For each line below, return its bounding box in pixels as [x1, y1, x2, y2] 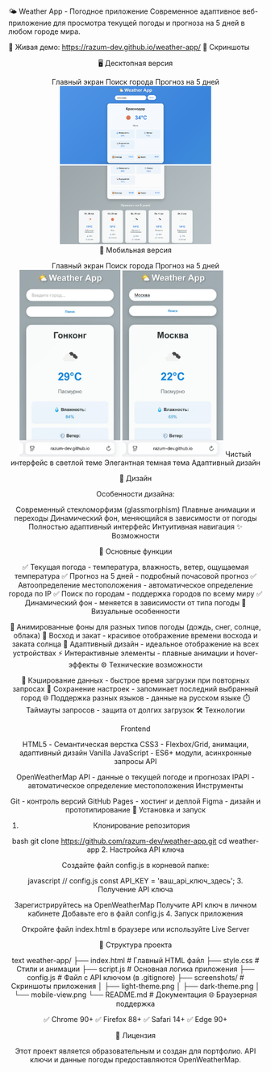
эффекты [68, 659, 99, 669]
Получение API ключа [98, 884, 173, 894]
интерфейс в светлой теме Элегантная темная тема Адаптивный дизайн [10, 458, 261, 467]
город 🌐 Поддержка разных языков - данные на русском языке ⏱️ [20, 692, 251, 703]
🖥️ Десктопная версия [98, 59, 173, 68]
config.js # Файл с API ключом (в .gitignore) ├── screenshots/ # [27, 972, 244, 982]
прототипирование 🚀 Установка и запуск [65, 804, 206, 814]
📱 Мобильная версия [99, 245, 172, 255]
